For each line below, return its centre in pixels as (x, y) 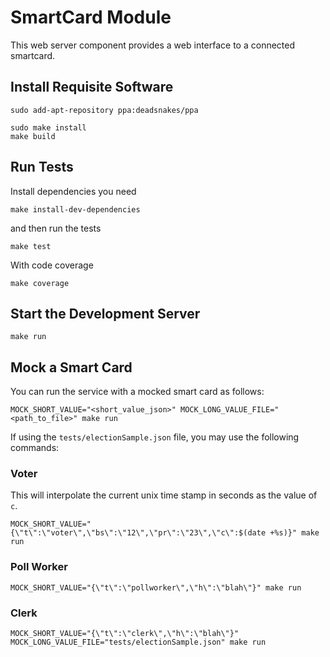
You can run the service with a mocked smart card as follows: (137, 392)
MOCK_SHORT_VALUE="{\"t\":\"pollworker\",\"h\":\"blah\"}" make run (156, 587)
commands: (35, 448)
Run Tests (42, 167)
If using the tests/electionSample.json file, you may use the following (155, 437)
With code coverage (52, 265)
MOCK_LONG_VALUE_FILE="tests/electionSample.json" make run (138, 642)
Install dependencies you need (73, 191)
